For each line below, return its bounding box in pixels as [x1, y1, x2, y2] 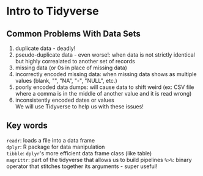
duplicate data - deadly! [15, 44, 76, 52]
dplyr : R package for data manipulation [6, 143, 105, 150]
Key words [6, 121, 48, 131]
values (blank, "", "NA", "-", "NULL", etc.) [15, 77, 117, 84]
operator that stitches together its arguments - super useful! [6, 163, 158, 170]
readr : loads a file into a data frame [6, 136, 95, 144]
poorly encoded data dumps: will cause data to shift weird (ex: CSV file [15, 83, 194, 91]
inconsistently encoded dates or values [15, 96, 114, 104]
